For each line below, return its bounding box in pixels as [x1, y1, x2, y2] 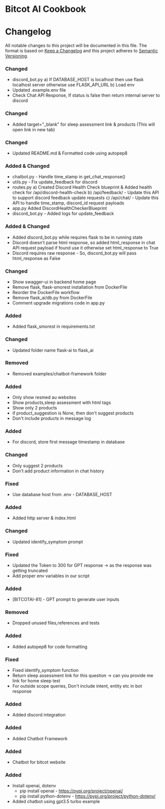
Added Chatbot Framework [12, 735, 68, 741]
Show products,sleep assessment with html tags [12, 400, 111, 405]
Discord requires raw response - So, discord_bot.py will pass [12, 250, 137, 256]
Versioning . [5, 53, 29, 59]
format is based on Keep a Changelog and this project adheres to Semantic [5, 48, 158, 54]
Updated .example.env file [12, 87, 66, 93]
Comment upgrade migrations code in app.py [12, 300, 105, 305]
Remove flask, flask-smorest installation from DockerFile [12, 284, 127, 290]
